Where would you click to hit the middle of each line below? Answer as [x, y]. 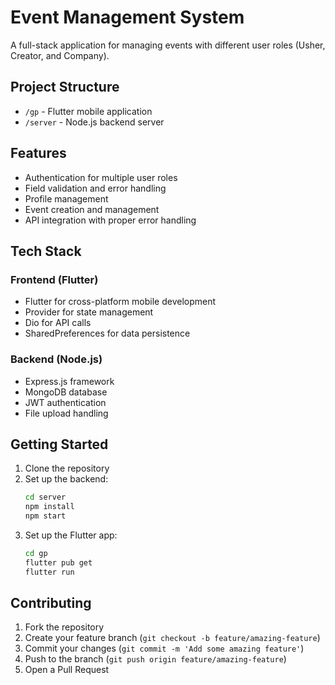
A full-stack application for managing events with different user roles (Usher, [168, 45]
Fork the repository [64, 627]
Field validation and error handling [95, 188]
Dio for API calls [58, 323]
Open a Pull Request [67, 670]
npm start [45, 516]
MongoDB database [66, 392]
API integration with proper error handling [110, 220]
